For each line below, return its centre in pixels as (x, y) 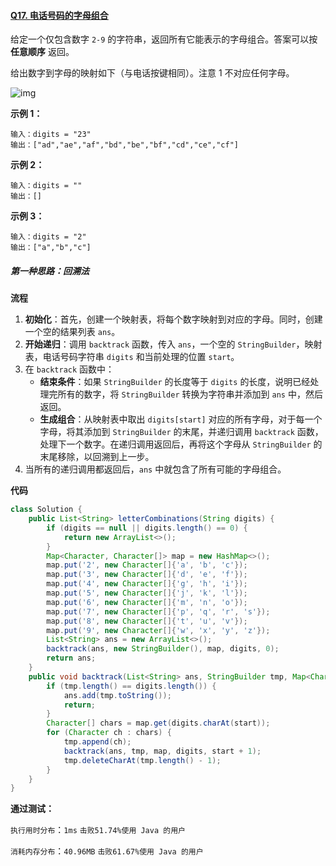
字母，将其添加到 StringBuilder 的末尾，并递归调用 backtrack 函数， (181, 432)
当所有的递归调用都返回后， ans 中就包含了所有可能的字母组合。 (155, 469)
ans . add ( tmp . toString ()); (117, 695)
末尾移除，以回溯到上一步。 (97, 457)
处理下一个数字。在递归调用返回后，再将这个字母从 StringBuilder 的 (181, 444)
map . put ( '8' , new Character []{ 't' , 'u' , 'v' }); (147, 621)
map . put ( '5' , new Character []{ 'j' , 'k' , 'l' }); (147, 593)
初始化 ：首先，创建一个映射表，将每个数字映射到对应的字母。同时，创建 (173, 319)
